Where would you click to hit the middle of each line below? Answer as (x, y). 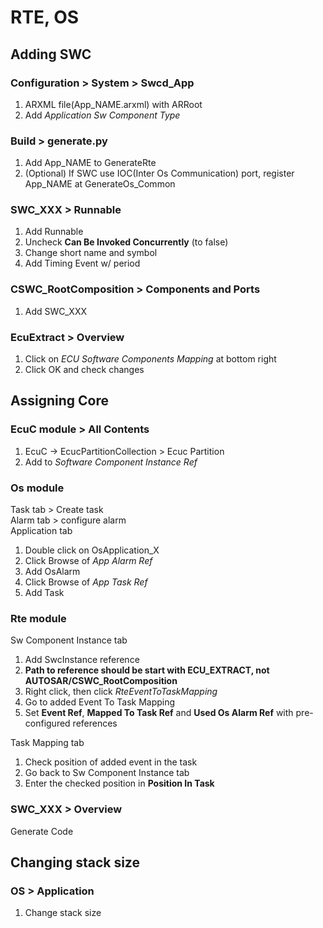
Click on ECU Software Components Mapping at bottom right (150, 359)
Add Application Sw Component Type (102, 115)
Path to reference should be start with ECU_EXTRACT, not (147, 670)
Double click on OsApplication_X (92, 550)
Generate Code (42, 831)
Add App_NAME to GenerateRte (90, 163)
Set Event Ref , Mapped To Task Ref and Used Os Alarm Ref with (159, 713)
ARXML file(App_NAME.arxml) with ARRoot (113, 104)
